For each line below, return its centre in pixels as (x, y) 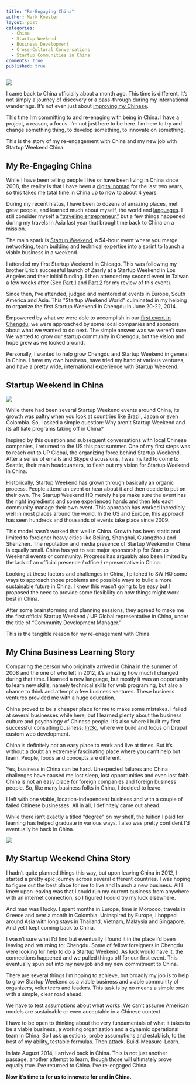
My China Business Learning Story (71, 652)
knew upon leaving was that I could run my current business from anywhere (98, 891)
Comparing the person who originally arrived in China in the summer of (92, 666)
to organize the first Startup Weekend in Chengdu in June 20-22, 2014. (92, 307)
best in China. (23, 599)
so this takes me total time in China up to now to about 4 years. (82, 193)
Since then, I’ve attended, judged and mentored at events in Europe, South (96, 294)
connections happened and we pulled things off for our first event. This (92, 958)
